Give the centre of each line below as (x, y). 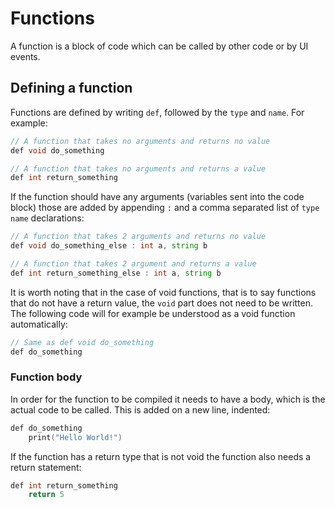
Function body (46, 377)
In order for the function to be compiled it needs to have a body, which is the (168, 399)
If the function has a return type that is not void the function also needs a (161, 456)
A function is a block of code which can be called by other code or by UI (159, 46)
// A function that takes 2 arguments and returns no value (138, 237)
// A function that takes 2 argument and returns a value (133, 264)
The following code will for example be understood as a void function (153, 313)
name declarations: (47, 218)
